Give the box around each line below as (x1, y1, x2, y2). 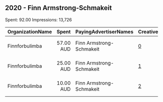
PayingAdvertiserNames (75, 28, 133, 35)
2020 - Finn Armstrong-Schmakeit (5, 4, 112, 12)
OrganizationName (7, 28, 52, 35)
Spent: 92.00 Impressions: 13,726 (5, 17, 72, 22)
